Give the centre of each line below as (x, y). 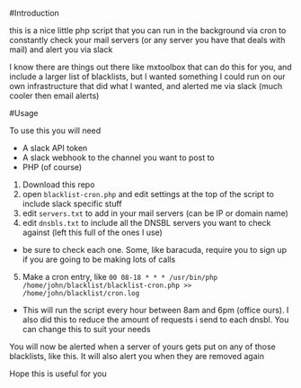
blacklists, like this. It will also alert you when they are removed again (137, 356)
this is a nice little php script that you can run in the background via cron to (148, 30)
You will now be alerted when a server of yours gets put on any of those (142, 347)
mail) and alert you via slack (61, 50)
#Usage (24, 113)
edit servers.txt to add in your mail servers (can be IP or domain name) (155, 213)
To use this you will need (55, 131)
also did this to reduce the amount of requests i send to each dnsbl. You (155, 320)
